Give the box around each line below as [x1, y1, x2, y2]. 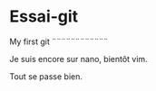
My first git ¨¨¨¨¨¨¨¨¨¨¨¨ [9, 36, 109, 47]
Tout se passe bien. [9, 70, 83, 82]
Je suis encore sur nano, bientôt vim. [9, 53, 148, 64]
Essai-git [9, 6, 79, 27]
